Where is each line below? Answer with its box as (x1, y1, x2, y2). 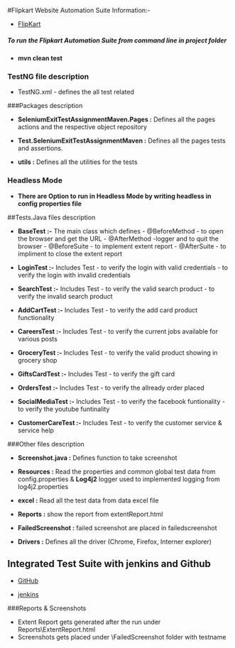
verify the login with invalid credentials (17, 270, 131, 279)
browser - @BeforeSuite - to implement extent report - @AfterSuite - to (17, 241, 226, 251)
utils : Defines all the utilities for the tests (17, 158, 138, 166)
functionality (17, 313, 55, 322)
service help (17, 426, 55, 434)
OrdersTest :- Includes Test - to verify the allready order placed (17, 383, 204, 392)
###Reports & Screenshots (7, 604, 87, 613)
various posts (17, 334, 58, 343)
